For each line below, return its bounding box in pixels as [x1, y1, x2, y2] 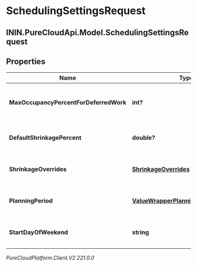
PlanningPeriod [9, 197, 53, 205]
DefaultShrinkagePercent [9, 134, 82, 142]
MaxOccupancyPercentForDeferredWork [9, 99, 127, 107]
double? [131, 134, 155, 142]
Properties [6, 56, 46, 66]
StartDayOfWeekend [9, 228, 69, 236]
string [131, 228, 150, 236]
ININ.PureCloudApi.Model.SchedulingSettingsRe [6, 28, 189, 38]
